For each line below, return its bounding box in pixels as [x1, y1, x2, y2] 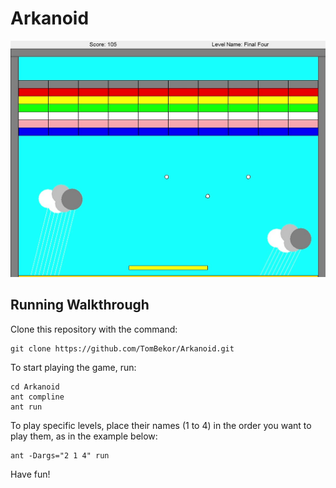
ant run [10, 402, 43, 412]
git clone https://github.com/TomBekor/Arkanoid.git [10, 343, 235, 354]
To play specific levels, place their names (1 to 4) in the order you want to [10, 419, 312, 431]
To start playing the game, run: [10, 361, 137, 373]
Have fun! [10, 468, 51, 480]
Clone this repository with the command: [10, 323, 178, 335]
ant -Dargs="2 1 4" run [10, 450, 110, 461]
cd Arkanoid [10, 382, 60, 392]
